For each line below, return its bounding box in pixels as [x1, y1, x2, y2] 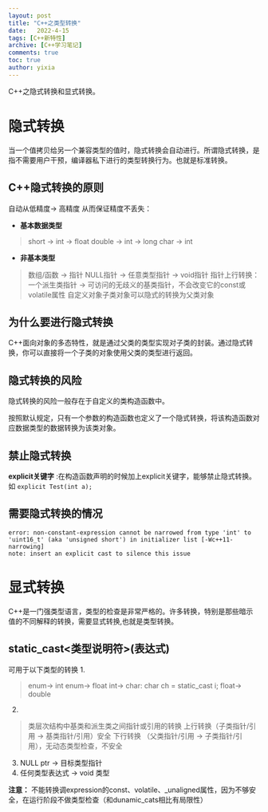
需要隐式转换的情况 [8, 507, 103, 521]
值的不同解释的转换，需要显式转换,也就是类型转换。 [8, 616, 179, 626]
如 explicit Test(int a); [8, 481, 93, 491]
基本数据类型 [19, 220, 62, 230]
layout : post [8, 11, 52, 20]
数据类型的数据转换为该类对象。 [14, 424, 120, 433]
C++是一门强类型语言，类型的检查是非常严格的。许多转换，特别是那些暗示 [8, 606, 254, 616]
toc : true [8, 57, 41, 65]
